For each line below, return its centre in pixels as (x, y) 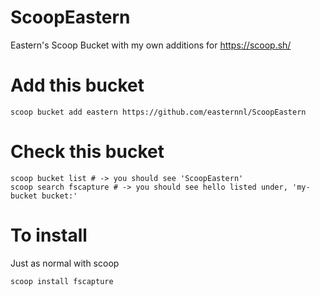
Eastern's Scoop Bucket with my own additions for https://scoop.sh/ (151, 45)
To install (49, 235)
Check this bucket (87, 152)
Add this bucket (77, 85)
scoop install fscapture (62, 281)
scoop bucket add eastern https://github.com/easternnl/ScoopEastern (158, 112)
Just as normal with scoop (65, 263)
